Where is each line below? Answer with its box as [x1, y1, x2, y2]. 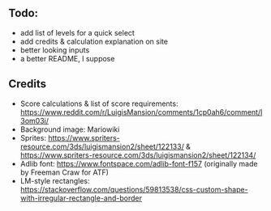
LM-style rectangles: [19, 175, 91, 185]
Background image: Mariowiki [19, 124, 120, 134]
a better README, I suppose [19, 53, 115, 63]
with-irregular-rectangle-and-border [19, 193, 143, 203]
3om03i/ [19, 116, 49, 125]
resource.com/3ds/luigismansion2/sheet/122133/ [19, 141, 184, 151]
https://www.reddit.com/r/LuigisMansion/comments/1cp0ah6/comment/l [19, 107, 263, 116]
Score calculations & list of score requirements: [19, 99, 179, 108]
